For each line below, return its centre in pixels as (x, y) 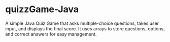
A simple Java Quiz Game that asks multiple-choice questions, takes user (82, 23)
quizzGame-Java (42, 9)
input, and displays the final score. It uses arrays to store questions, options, (85, 28)
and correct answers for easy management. (51, 34)
